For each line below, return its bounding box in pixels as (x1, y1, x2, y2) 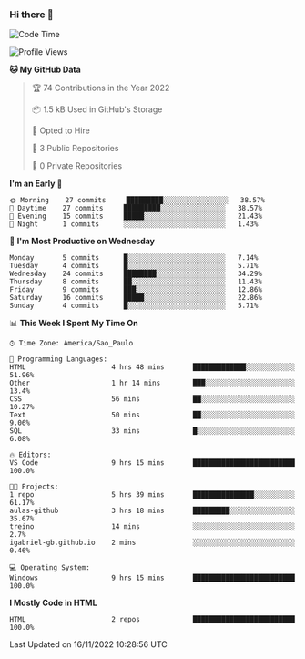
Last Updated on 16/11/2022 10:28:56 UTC (9, 639, 168, 650)
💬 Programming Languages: (9, 355, 107, 364)
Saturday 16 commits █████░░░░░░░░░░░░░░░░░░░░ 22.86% (9, 293, 262, 303)
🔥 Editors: (9, 450, 52, 459)
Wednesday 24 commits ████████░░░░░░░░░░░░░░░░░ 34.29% (9, 269, 262, 279)
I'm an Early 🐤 (9, 178, 63, 190)
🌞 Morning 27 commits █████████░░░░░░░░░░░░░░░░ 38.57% (9, 196, 266, 205)
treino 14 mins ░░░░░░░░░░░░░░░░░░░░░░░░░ (9, 522, 296, 531)
